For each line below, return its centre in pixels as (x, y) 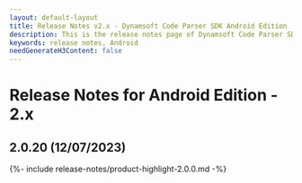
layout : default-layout (54, 17)
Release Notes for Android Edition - (144, 96)
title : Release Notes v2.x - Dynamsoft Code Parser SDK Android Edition (148, 26)
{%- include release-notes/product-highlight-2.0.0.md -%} (118, 169)
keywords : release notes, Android (74, 43)
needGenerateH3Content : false (66, 51)
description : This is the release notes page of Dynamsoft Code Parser (146, 34)
